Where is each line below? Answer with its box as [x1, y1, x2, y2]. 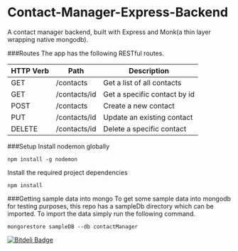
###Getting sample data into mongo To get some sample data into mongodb [7, 194, 231, 203]
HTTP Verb [11, 65, 50, 75]
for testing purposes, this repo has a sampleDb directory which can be [7, 201, 215, 210]
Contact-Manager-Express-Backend [7, 4, 229, 21]
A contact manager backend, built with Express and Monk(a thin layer [7, 28, 212, 36]
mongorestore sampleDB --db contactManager [7, 223, 139, 230]
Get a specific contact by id [102, 89, 195, 99]
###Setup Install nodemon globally [7, 142, 110, 150]
